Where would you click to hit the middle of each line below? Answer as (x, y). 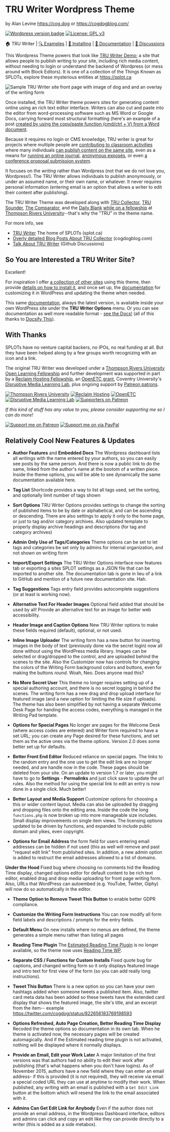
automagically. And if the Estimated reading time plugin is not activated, (88, 1040)
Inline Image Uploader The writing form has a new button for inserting (86, 640)
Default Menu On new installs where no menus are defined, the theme (86, 930)
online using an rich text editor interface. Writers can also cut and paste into (84, 108)
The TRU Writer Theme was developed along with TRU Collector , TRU (78, 202)
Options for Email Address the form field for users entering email (81, 841)
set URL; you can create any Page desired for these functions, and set (86, 736)
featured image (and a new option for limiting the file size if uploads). (85, 699)
